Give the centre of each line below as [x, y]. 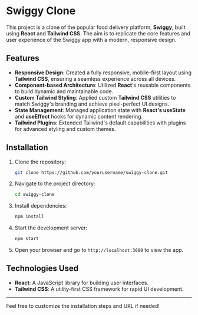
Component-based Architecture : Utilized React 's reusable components [103, 85]
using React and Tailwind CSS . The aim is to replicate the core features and [98, 33]
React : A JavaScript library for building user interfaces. [82, 283]
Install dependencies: [41, 206]
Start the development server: [51, 228]
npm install [29, 216]
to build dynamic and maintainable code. [64, 91]
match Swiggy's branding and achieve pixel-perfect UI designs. [92, 104]
